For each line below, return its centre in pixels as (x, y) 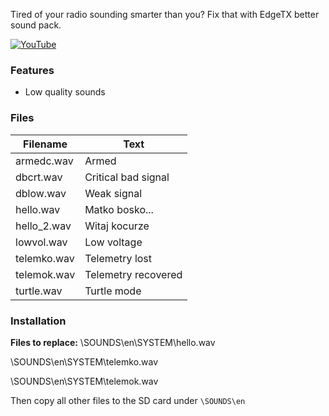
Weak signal (113, 193)
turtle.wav (39, 291)
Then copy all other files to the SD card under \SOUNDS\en (128, 400)
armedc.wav (44, 161)
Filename (45, 144)
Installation (38, 321)
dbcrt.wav (39, 177)
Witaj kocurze (117, 226)
